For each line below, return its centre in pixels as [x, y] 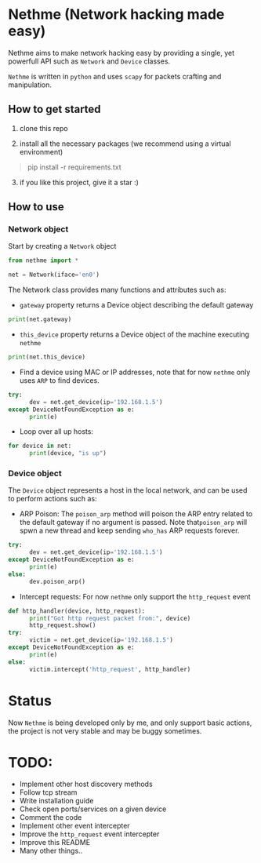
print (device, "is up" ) [68, 453]
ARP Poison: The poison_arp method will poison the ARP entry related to [136, 514]
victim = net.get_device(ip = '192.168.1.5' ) [101, 640]
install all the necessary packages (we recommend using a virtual [125, 144]
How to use [36, 207]
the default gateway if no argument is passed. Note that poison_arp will [133, 523]
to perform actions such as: [53, 499]
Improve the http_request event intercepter [89, 834]
